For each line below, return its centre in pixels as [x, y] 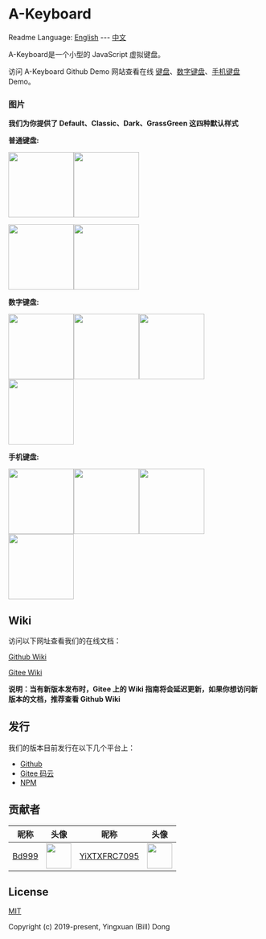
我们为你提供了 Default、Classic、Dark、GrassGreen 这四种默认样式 [123, 123]
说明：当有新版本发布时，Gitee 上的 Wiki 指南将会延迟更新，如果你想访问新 [133, 689]
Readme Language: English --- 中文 [68, 37]
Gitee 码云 [37, 773]
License [29, 892]
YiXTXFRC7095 [109, 855]
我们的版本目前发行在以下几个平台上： [72, 748]
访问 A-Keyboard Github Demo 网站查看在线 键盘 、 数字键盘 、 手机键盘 [125, 71]
